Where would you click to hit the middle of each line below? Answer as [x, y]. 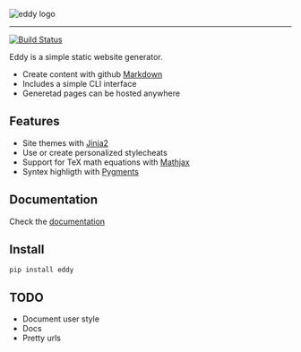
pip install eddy [42, 270]
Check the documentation [57, 221]
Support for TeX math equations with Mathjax [106, 162]
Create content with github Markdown [92, 74]
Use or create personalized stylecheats [95, 152]
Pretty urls [41, 338]
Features [34, 121]
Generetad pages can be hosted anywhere [101, 93]
